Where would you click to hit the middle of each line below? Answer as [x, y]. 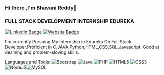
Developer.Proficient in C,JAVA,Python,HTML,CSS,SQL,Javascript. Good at [82, 47]
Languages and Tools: [28, 62]
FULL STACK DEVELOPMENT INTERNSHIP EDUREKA [70, 21]
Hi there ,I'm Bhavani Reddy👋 [41, 8]
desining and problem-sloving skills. [42, 52]
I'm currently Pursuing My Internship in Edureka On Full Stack [68, 42]
